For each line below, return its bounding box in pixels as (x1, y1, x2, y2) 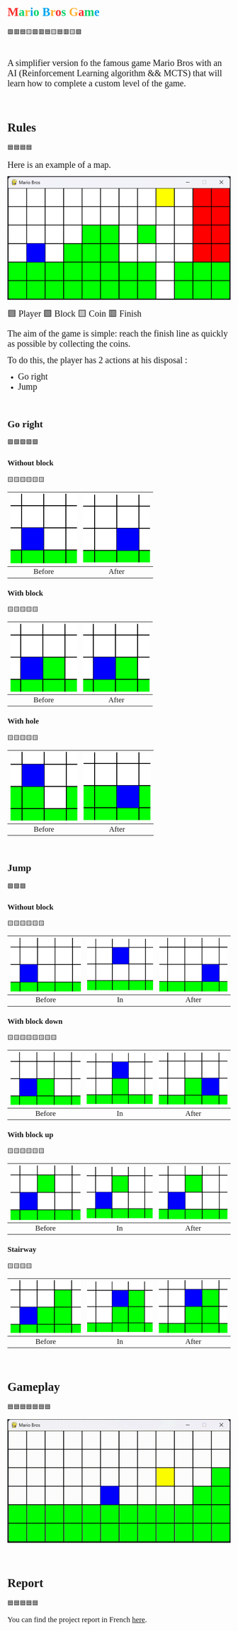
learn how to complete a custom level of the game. (7, 78, 186, 89)
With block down (7, 1017, 63, 1026)
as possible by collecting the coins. (7, 338, 131, 349)
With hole (7, 716, 40, 726)
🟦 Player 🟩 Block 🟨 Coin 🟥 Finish (7, 308, 142, 319)
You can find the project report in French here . (7, 1615, 147, 1624)
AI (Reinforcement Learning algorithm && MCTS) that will (7, 67, 222, 78)
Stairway (7, 1245, 37, 1254)
